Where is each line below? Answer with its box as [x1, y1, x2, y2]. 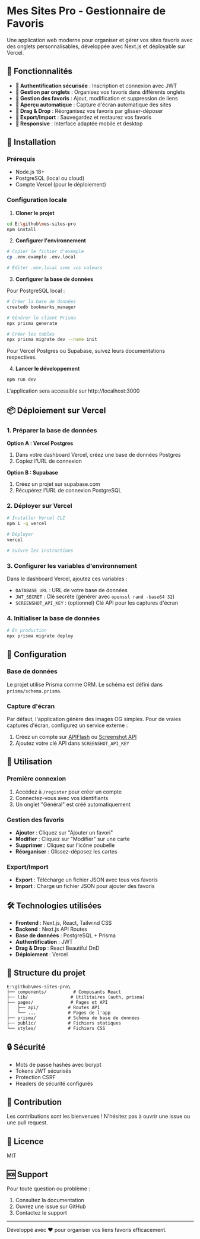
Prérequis [7, 155, 36, 163]
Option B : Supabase [7, 469, 58, 476]
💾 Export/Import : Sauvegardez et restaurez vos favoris [15, 113, 152, 121]
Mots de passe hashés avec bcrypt [15, 1061, 101, 1068]
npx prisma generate [7, 320, 58, 326]
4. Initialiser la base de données [7, 614, 100, 622]
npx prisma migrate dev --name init [7, 337, 97, 343]
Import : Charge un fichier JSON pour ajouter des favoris [15, 883, 155, 890]
